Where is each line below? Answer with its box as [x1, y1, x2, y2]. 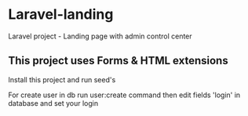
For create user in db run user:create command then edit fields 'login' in [8, 90, 241, 100]
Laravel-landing [8, 5, 114, 24]
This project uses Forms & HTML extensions [8, 54, 229, 67]
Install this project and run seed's [8, 74, 116, 84]
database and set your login [8, 98, 99, 107]
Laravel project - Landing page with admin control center [8, 31, 192, 41]
